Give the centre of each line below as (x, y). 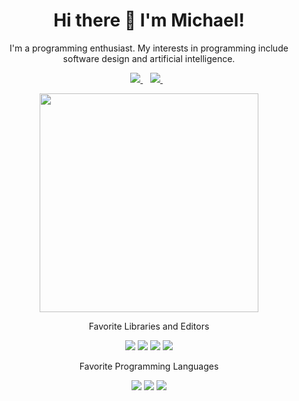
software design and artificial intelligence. (149, 58)
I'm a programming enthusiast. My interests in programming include (149, 48)
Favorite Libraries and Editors (149, 326)
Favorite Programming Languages (149, 366)
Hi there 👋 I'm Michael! (149, 20)
